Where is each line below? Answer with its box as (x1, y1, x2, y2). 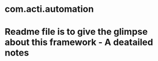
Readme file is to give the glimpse (5, 26, 148, 38)
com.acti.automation (5, 3, 94, 15)
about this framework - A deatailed (5, 37, 153, 48)
